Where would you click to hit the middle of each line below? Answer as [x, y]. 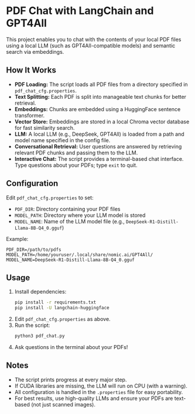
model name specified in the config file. [62, 140]
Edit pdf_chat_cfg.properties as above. [62, 319]
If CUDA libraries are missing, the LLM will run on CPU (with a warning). [101, 386]
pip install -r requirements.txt [55, 302]
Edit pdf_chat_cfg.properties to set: [50, 198]
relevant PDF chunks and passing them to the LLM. [76, 153]
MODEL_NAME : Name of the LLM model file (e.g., [69, 221]
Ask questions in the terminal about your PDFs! [71, 347]
